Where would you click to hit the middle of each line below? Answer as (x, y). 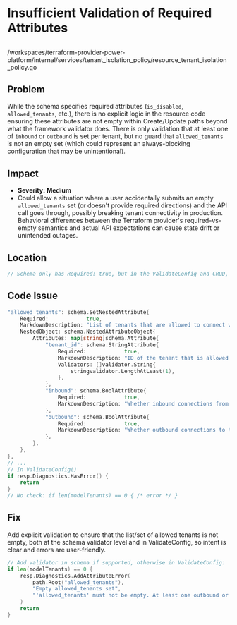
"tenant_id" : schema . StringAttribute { (102, 345)
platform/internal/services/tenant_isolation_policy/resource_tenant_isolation (117, 60)
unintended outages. (48, 236)
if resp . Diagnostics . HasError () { (58, 476)
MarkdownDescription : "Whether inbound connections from (143, 403)
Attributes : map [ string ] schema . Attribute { (96, 339)
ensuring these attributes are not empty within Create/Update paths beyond (117, 121)
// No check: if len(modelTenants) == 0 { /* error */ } (93, 496)
